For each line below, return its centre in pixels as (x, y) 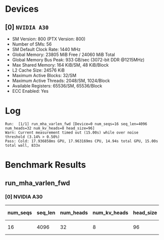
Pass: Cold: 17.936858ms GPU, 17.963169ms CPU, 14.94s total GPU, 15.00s (82, 141)
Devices (22, 9)
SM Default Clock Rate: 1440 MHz (46, 49)
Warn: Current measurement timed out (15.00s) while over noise (72, 133)
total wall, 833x (23, 145)
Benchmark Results (46, 165)
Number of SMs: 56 (32, 44)
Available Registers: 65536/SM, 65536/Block (57, 86)
